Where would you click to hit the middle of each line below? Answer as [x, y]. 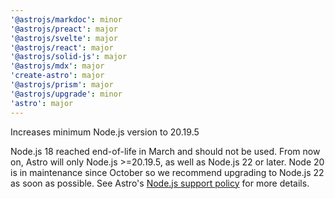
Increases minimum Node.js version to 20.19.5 [105, 132]
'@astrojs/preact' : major [64, 29]
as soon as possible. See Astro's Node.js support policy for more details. [160, 183]
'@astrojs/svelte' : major [64, 38]
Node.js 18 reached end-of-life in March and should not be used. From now [165, 151]
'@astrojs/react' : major [62, 47]
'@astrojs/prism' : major [62, 85]
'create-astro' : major [57, 76]
